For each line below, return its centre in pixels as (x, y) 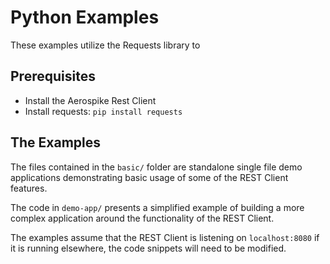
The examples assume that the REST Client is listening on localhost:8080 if (165, 237)
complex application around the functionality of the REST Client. (142, 218)
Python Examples (85, 17)
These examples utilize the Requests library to (105, 45)
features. (29, 188)
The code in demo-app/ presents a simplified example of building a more (157, 207)
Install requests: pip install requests (103, 111)
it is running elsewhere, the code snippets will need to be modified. (148, 248)
